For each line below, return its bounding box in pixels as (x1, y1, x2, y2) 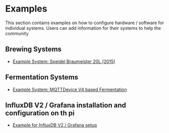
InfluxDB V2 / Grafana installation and (5, 101, 126, 109)
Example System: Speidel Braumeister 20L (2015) (12, 58, 116, 64)
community (5, 30, 29, 36)
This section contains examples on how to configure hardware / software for (5, 20, 164, 26)
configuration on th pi (5, 109, 75, 117)
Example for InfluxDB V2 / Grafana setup (12, 122, 97, 128)
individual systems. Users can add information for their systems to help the (5, 25, 161, 31)
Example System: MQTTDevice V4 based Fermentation (12, 86, 127, 92)
